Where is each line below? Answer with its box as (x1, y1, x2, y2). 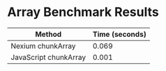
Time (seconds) (92, 29, 146, 39)
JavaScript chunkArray (10, 52, 86, 62)
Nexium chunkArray (10, 41, 76, 51)
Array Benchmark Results (7, 4, 159, 20)
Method (34, 29, 62, 39)
